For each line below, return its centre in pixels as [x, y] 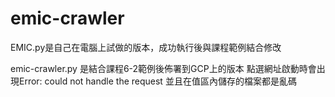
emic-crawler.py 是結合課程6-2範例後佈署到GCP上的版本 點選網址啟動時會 [163, 68]
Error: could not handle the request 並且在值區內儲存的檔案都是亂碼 [157, 81]
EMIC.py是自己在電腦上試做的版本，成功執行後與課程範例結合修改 [146, 47]
